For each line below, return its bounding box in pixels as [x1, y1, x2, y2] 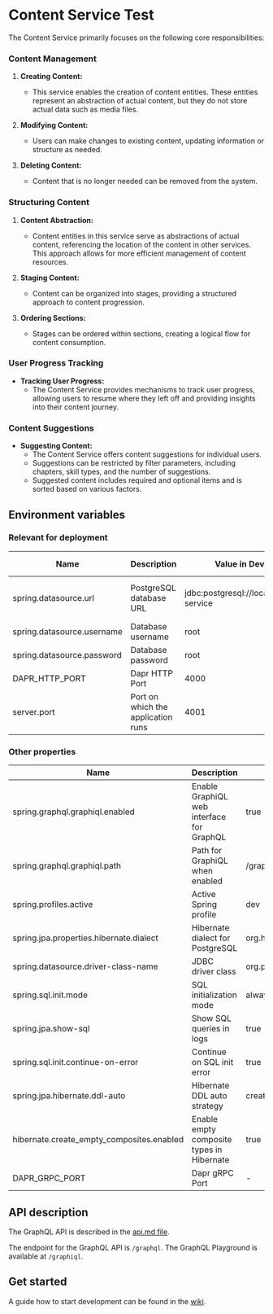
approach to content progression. [32, 297, 145, 307]
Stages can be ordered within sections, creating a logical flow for [32, 328, 251, 339]
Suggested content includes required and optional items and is [32, 475, 242, 485]
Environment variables [8, 507, 126, 522]
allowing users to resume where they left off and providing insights [32, 393, 256, 403]
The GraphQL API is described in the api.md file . [8, 1227, 170, 1237]
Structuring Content [8, 197, 89, 208]
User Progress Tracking [8, 357, 104, 369]
